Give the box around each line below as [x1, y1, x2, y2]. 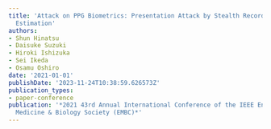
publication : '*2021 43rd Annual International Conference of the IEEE [8, 101, 254, 109]
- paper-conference [8, 94, 74, 102]
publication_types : [8, 86, 74, 95]
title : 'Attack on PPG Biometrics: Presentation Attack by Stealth [8, 11, 240, 20]
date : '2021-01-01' [8, 71, 74, 79]
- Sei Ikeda [8, 57, 48, 65]
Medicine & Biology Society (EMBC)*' [15, 109, 143, 117]
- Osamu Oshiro [8, 64, 60, 72]
